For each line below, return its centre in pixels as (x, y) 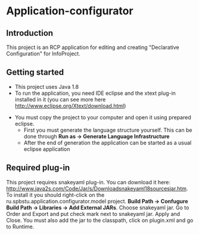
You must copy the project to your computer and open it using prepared (103, 117)
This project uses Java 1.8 (47, 86)
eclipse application (47, 149)
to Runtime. (20, 226)
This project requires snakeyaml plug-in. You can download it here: (88, 182)
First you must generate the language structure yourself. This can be (108, 130)
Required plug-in (38, 168)
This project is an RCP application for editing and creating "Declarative (93, 47)
